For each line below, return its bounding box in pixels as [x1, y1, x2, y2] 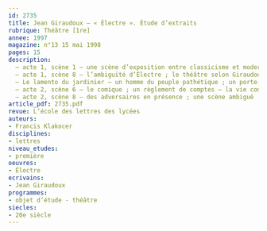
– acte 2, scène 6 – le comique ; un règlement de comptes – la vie [15, 85, 247, 94]
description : [8, 56, 52, 64]
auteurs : [8, 115, 37, 123]
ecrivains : [8, 174, 44, 183]
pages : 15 [8, 48, 41, 56]
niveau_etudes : [8, 144, 59, 152]
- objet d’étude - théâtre [8, 196, 98, 204]
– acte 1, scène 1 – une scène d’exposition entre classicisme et [15, 64, 240, 71]
